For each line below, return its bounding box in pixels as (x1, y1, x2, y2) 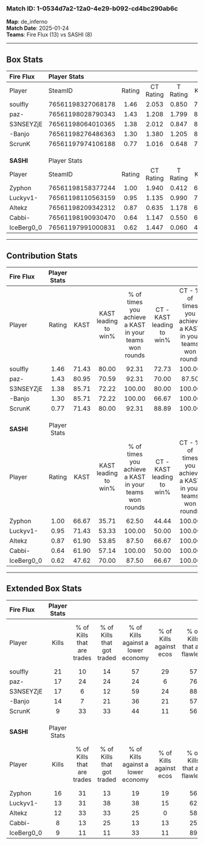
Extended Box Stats (6, 583, 82, 594)
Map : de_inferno (6, 18, 48, 26)
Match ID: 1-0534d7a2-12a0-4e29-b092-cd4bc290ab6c (6, 4, 178, 13)
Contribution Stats (6, 251, 78, 261)
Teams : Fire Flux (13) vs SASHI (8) (6, 31, 93, 38)
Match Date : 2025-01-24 (6, 24, 69, 32)
